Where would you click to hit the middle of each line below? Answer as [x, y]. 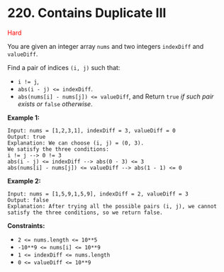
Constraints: [26, 225]
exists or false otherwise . [55, 103]
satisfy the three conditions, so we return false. [85, 212]
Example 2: [24, 181]
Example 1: [24, 118]
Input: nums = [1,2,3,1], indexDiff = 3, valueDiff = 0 [91, 130]
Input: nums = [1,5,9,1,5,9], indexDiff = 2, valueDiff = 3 [98, 194]
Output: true [27, 137]
